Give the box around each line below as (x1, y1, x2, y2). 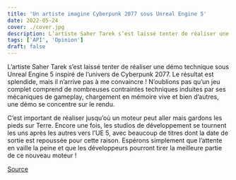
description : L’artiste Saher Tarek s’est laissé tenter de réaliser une (7, 30, 230, 37)
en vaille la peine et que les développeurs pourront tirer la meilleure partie (7, 144, 223, 152)
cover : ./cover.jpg (7, 23, 65, 30)
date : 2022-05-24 (7, 17, 59, 24)
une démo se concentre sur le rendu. (7, 100, 115, 108)
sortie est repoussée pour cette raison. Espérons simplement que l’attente (7, 136, 223, 145)
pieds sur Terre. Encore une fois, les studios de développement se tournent (7, 121, 227, 129)
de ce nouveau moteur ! (7, 151, 77, 160)
